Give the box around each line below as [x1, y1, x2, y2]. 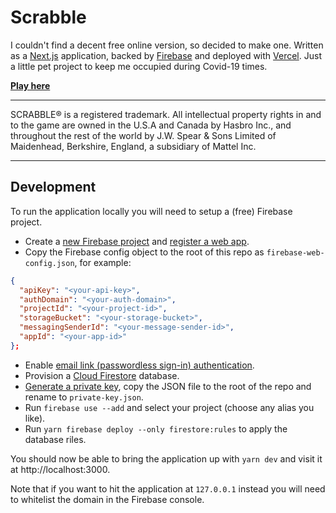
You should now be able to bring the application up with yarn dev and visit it [10, 452, 323, 465]
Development [10, 179, 97, 196]
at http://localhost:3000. [10, 463, 111, 475]
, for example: [74, 256, 132, 268]
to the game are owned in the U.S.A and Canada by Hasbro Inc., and [10, 119, 292, 131]
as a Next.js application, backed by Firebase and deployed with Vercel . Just [10, 49, 322, 61]
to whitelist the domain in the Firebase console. [10, 493, 205, 505]
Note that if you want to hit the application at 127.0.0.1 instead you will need [10, 482, 326, 495]
